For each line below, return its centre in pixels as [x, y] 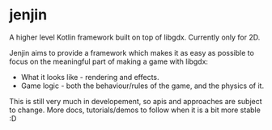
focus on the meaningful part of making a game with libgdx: [109, 61]
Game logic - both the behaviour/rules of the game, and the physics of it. [142, 86]
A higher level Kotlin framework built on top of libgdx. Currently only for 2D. [135, 37]
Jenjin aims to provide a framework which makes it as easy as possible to [132, 52]
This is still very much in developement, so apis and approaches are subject [136, 101]
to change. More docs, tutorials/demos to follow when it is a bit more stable [135, 110]
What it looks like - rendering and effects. [90, 77]
